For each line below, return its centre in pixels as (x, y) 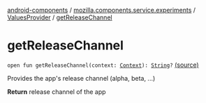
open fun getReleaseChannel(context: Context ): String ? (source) (103, 65)
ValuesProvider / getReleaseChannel (60, 17)
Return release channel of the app (57, 92)
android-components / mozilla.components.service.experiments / (102, 10)
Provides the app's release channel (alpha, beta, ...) (81, 78)
